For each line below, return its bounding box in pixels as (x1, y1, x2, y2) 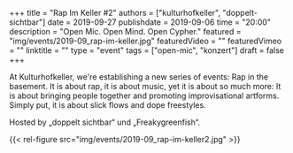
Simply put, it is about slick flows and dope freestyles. (9, 100, 206, 110)
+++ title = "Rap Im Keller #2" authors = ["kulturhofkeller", (9, 8, 221, 18)
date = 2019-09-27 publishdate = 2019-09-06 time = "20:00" (47, 17, 272, 27)
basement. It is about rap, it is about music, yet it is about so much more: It (9, 81, 281, 91)
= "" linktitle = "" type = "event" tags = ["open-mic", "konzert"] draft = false (9, 45, 285, 56)
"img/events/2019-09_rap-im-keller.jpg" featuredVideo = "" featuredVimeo (9, 35, 281, 46)
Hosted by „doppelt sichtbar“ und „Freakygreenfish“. (9, 117, 201, 127)
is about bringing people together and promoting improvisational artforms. (9, 90, 280, 101)
